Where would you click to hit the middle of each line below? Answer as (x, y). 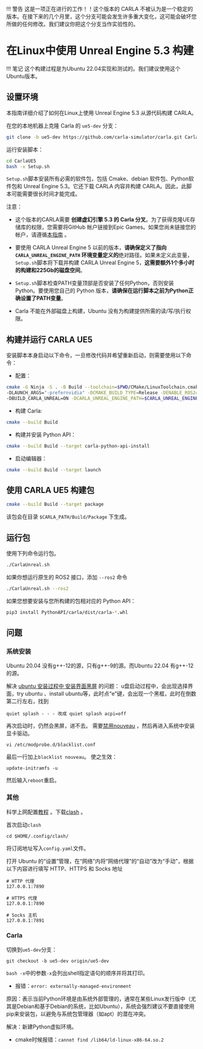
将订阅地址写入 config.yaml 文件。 (48, 848)
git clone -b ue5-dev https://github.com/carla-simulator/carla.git (94, 137)
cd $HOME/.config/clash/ (37, 836)
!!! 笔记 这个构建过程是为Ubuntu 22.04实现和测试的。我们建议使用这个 (93, 68)
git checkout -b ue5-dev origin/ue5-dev (58, 961)
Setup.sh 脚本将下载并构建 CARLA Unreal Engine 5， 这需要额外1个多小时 (105, 263)
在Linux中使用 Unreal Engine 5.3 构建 (100, 51)
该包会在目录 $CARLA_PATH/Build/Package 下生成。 (68, 517)
